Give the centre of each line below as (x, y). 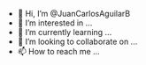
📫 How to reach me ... (58, 51)
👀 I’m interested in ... (55, 23)
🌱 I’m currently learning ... (65, 32)
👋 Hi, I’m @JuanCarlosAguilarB (74, 14)
